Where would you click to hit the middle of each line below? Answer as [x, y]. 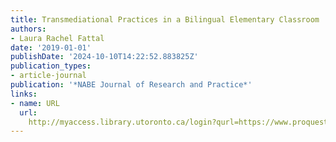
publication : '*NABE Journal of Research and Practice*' [131, 85]
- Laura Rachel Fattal [57, 38]
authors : [28, 29]
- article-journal [48, 76]
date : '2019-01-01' [51, 47]
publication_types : [51, 66]
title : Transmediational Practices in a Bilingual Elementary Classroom [165, 19]
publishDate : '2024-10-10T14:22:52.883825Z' [104, 57]
